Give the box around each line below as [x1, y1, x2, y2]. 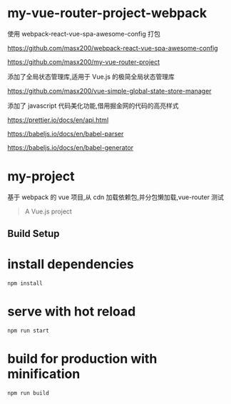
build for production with [7, 351, 158, 367]
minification [7, 366, 81, 383]
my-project [7, 168, 75, 185]
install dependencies [7, 256, 134, 273]
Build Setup [7, 228, 60, 240]
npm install [7, 280, 43, 287]
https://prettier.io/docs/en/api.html [7, 116, 109, 124]
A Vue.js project [24, 207, 73, 216]
